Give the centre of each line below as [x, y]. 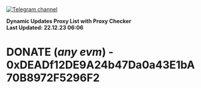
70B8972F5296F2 [53, 78]
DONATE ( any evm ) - [60, 52]
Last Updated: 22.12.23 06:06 [45, 28]
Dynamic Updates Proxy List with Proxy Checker [69, 21]
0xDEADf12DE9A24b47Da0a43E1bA [100, 65]
